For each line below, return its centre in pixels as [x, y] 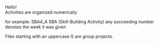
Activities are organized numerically [41, 12]
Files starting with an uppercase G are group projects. [59, 36]
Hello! [11, 7]
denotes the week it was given [36, 27]
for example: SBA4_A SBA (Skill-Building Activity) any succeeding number [79, 22]
